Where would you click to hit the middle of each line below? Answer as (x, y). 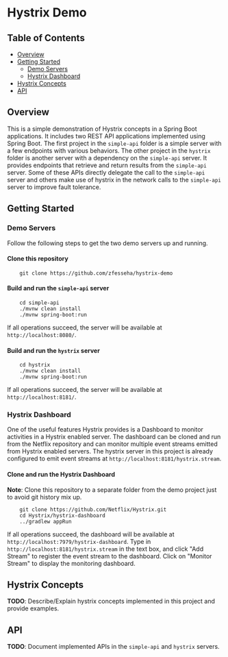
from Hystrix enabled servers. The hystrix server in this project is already (110, 451)
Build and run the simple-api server (58, 288)
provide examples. (33, 608)
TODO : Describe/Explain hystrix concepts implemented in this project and (111, 602)
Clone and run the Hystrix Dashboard (61, 474)
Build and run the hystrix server (54, 350)
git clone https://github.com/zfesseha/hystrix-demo (96, 273)
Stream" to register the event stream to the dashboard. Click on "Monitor (110, 556)
